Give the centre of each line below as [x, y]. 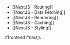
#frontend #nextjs [23, 37]
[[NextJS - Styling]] [32, 28]
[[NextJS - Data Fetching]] [39, 12]
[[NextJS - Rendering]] [35, 17]
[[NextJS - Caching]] [33, 22]
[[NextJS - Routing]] [32, 7]
